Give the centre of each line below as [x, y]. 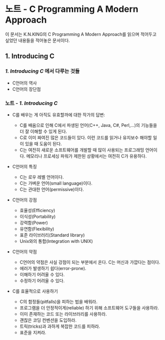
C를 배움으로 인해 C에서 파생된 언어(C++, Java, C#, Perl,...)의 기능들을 [88, 125]
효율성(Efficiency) [37, 210]
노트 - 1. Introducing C [31, 103]
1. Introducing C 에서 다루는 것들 [42, 71]
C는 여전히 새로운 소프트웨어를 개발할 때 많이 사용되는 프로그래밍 [82, 150]
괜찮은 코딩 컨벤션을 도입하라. [48, 320]
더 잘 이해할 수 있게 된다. [43, 131]
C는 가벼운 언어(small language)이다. [56, 183]
